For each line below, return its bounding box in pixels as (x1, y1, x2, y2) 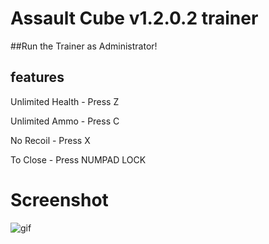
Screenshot (10, 188, 109, 211)
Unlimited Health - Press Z (10, 95, 120, 107)
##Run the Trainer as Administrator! (10, 40, 158, 52)
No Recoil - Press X (10, 134, 91, 146)
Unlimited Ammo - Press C (10, 115, 120, 127)
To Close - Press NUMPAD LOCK (10, 153, 147, 166)
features (10, 69, 65, 86)
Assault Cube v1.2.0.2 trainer (10, 7, 259, 30)
